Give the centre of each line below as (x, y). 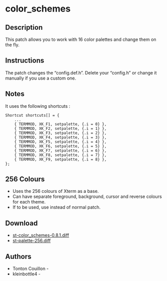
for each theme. (29, 202)
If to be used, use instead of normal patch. (56, 207)
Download (21, 223)
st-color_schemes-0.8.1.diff (41, 235)
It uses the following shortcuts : (38, 106)
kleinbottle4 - (26, 274)
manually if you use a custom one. (41, 78)
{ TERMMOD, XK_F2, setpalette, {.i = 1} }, (61, 128)
